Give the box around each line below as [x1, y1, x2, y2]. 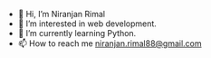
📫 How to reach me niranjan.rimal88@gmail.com [17, 38, 202, 49]
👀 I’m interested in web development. [17, 18, 157, 29]
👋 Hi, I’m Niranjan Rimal [17, 9, 106, 19]
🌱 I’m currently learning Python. [17, 28, 137, 38]
